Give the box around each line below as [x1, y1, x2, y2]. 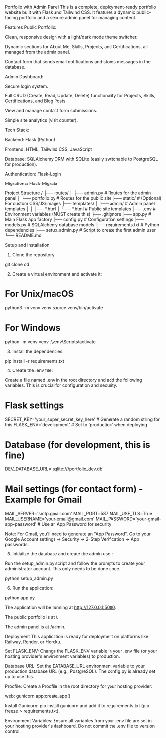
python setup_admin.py [5, 575, 53, 581]
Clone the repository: [12, 252, 56, 258]
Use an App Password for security [41, 521, 111, 527]
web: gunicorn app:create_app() [5, 693, 71, 699]
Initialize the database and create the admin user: [12, 551, 113, 556]
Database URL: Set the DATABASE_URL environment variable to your [5, 663, 145, 669]
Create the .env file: [12, 368, 53, 373]
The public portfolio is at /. [5, 614, 59, 620]
